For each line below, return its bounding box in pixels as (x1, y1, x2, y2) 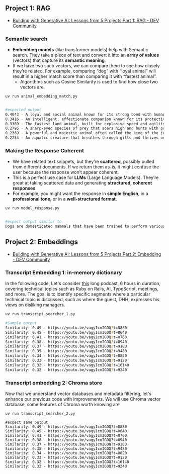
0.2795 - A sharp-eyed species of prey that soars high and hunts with (5, 126, 158, 131)
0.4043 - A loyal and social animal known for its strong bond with (5, 112, 152, 117)
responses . (12, 185, 37, 192)
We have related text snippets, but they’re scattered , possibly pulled (12, 158, 155, 165)
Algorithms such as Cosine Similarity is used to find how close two (20, 79, 158, 85)
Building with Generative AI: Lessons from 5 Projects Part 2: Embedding (12, 251, 161, 257)
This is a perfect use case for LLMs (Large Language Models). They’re (12, 174, 159, 180)
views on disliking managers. (5, 302, 65, 308)
